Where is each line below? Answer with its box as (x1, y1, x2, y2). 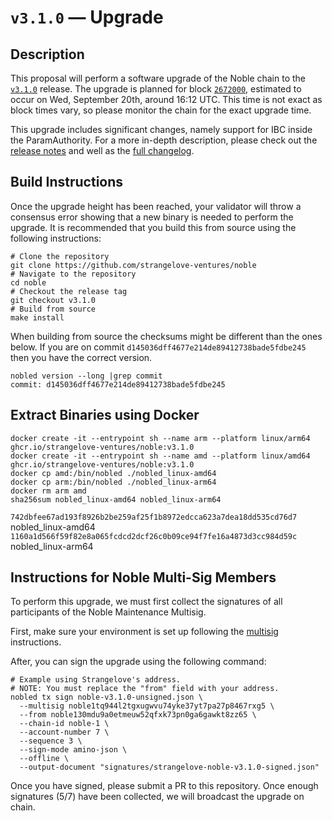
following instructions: (10, 232, 102, 244)
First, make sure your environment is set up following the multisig (10, 626, 279, 638)
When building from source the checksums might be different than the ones (10, 330, 323, 342)
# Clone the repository (10, 251, 110, 261)
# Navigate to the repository (10, 269, 137, 279)
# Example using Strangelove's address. (10, 675, 182, 685)
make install (10, 312, 65, 323)
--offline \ (19, 754, 70, 764)
